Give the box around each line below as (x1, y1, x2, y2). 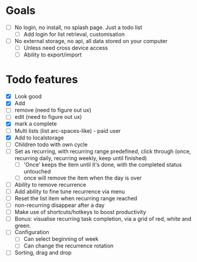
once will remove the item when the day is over (23, 174, 142, 181)
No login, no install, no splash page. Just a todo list (14, 24, 142, 31)
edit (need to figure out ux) (14, 113, 83, 121)
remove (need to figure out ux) (14, 107, 92, 114)
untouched (23, 167, 51, 175)
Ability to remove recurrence (14, 181, 86, 188)
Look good (14, 93, 42, 100)
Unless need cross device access (23, 44, 108, 52)
